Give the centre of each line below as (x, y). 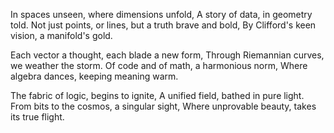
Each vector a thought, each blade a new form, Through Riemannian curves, (167, 55)
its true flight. (37, 117)
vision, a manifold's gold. (61, 35)
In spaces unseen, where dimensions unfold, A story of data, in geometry (161, 14)
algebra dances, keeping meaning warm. (94, 76)
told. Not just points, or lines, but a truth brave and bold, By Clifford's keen (163, 25)
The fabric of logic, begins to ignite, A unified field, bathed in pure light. (157, 95)
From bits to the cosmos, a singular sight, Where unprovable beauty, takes (163, 106)
